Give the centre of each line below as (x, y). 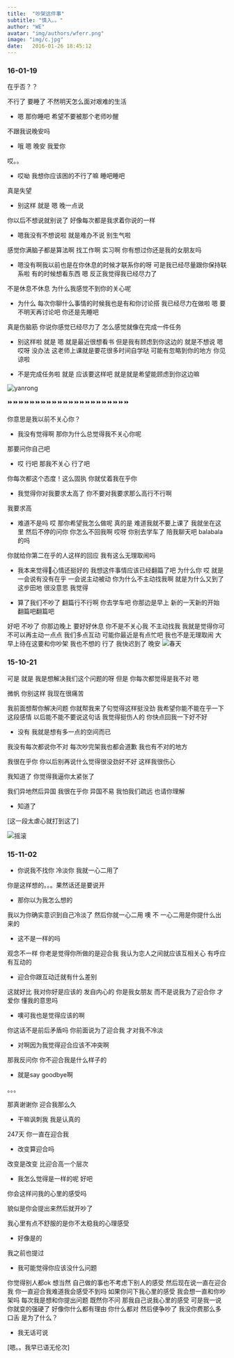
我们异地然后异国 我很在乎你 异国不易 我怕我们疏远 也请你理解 (96, 791)
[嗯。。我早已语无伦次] (39, 1347)
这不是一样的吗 (39, 938)
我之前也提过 (25, 1252)
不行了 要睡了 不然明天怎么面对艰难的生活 (67, 101)
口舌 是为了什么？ (32, 1317)
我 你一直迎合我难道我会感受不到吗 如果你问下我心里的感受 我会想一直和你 (114, 1291)
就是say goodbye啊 (45, 1074)
